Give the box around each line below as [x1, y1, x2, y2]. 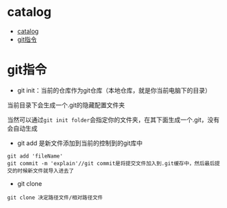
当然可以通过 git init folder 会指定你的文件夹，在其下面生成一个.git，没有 [7, 115, 219, 124]
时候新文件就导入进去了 [17, 167, 75, 174]
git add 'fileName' [7, 153, 63, 160]
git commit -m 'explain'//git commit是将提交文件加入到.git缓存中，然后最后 [7, 160, 215, 167]
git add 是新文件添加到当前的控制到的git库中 [17, 139, 143, 147]
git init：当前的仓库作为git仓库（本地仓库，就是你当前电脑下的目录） [17, 86, 212, 94]
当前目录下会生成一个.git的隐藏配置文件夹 [7, 101, 126, 109]
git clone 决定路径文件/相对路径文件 [7, 194, 103, 201]
